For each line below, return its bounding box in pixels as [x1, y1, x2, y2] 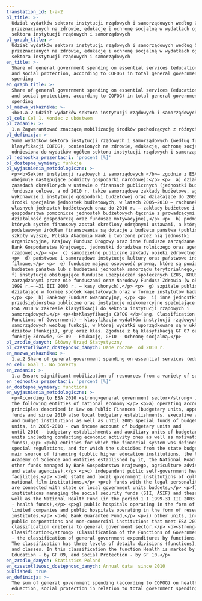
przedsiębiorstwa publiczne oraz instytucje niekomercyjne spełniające [11, 300, 195, 306]
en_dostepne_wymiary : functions [6, 384, 87, 390]
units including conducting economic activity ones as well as [11, 434, 173, 440]
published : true [6, 568, 47, 575]
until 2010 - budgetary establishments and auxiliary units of [11, 429, 173, 435]
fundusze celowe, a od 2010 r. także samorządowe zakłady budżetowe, [11, 188, 189, 194]
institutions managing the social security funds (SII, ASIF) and [11, 490, 182, 497]
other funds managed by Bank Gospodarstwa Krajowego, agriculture [11, 462, 182, 469]
